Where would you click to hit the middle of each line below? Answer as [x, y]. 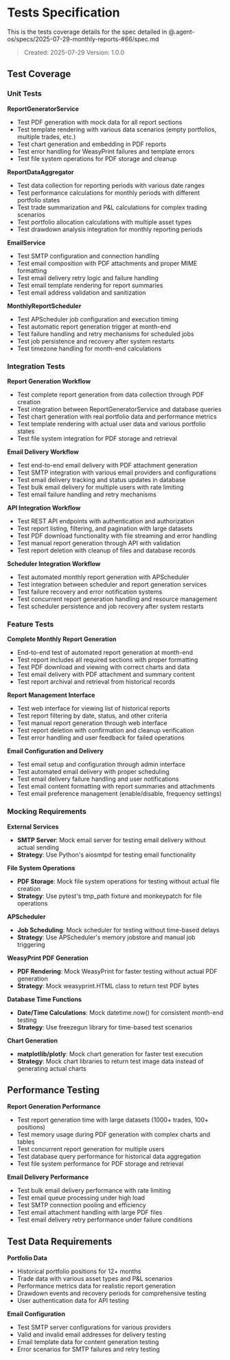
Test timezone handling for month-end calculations [89, 348]
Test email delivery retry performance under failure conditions [105, 1220]
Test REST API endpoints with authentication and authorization [105, 521]
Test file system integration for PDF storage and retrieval [97, 438]
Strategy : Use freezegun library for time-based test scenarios [105, 1027]
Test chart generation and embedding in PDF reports [92, 144]
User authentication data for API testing [73, 1301]
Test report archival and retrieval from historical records [96, 682]
